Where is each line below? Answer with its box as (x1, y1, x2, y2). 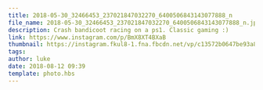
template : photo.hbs (8, 70, 76, 77)
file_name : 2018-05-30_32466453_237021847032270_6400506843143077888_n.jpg (8, 19, 261, 27)
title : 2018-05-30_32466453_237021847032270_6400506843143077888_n (8, 11, 233, 20)
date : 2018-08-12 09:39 (8, 63, 86, 70)
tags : (8, 48, 26, 56)
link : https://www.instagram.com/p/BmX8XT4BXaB (8, 33, 167, 41)
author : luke (8, 56, 51, 63)
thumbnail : (8, 41, 44, 49)
